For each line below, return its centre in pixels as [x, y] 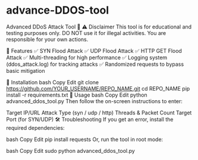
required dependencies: [35, 127]
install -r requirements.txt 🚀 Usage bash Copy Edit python [77, 95]
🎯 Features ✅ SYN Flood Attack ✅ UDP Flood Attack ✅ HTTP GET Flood [94, 50]
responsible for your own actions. [47, 39]
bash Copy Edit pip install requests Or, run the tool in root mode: [85, 139]
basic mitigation [26, 71]
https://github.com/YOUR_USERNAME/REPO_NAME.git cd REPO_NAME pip [98, 88]
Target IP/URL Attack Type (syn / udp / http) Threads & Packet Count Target [99, 113]
